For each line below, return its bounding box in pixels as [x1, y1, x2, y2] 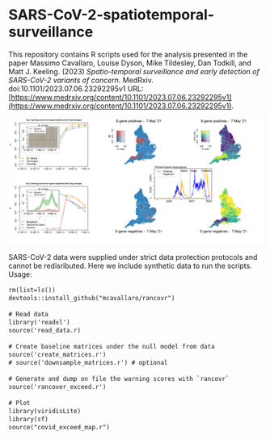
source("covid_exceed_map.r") [8, 423, 111, 431]
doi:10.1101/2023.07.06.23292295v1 [8, 83, 126, 94]
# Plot [8, 399, 31, 407]
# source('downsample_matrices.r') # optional [8, 358, 168, 366]
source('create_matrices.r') [8, 350, 107, 358]
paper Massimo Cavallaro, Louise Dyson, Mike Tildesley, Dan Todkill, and [8, 58, 252, 68]
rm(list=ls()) [8, 286, 57, 294]
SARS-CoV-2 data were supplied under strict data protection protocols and [8, 252, 258, 261]
